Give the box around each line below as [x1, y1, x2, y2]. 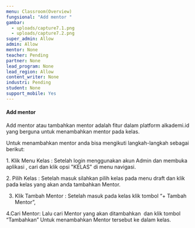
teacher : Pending [6, 52, 49, 58]
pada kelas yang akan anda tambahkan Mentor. [6, 180, 121, 188]
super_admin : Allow [6, 36, 54, 42]
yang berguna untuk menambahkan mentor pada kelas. [6, 128, 140, 135]
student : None [6, 85, 41, 91]
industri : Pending [6, 80, 51, 86]
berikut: [6, 145, 25, 153]
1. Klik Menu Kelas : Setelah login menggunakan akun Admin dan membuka [6, 157, 188, 164]
